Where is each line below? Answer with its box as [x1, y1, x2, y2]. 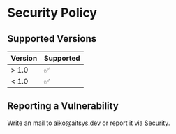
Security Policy [7, 5, 98, 21]
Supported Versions [7, 33, 96, 45]
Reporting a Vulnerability [7, 100, 119, 112]
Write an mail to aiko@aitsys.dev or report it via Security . [7, 119, 170, 127]
